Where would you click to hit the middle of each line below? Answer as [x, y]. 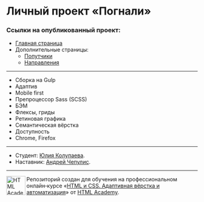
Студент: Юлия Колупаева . [50, 155]
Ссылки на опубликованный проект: [63, 30]
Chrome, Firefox [35, 138]
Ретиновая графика [40, 119]
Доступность [32, 132]
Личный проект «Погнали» [79, 11]
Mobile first [29, 93]
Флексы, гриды [35, 112]
